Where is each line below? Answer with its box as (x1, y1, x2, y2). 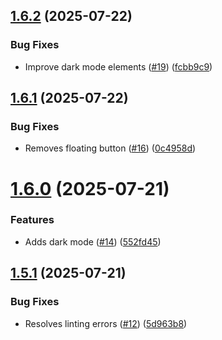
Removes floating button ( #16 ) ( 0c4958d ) (24, 142, 197, 154)
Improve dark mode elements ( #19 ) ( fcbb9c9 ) (24, 60, 213, 73)
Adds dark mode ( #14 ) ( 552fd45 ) (24, 235, 162, 248)
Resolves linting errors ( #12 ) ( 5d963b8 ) (24, 317, 188, 329)
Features (10, 213, 55, 227)
